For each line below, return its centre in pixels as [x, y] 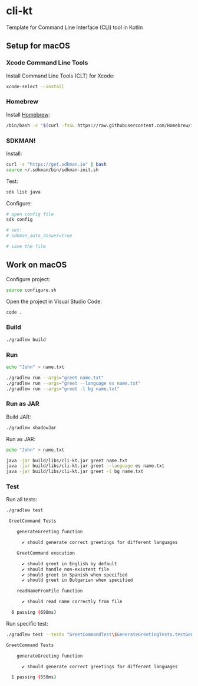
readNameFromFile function [50, 591]
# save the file [26, 247]
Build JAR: [19, 417]
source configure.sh [32, 290]
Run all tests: [22, 500]
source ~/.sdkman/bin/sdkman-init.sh [52, 170]
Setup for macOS [38, 46]
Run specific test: [27, 623]
